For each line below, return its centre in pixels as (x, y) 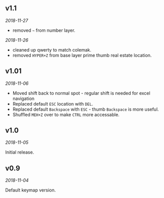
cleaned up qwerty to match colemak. (52, 49)
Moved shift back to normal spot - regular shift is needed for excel (81, 93)
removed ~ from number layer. (44, 30)
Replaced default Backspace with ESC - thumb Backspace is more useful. (86, 109)
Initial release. (20, 152)
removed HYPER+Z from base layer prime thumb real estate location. (82, 55)
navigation (23, 98)
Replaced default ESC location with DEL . (53, 104)
